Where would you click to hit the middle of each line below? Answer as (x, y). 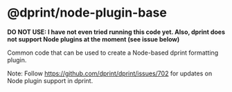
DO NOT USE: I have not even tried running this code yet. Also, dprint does (116, 32)
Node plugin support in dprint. (50, 80)
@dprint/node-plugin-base (87, 13)
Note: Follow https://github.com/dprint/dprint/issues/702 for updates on (110, 73)
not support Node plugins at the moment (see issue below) (93, 39)
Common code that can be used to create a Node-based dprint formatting (113, 53)
